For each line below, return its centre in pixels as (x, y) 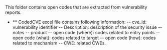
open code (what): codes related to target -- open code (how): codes (84, 38)
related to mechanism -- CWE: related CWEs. (59, 43)
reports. (13, 12)
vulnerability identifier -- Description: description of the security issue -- (87, 27)
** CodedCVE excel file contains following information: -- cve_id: (79, 22)
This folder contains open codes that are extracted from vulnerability (76, 7)
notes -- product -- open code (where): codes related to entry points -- (86, 32)
